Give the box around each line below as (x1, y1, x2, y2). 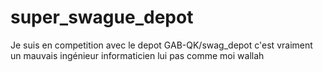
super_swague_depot (10, 6, 194, 29)
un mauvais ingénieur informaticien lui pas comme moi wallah (10, 49, 265, 61)
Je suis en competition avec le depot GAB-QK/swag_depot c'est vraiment (10, 39, 313, 51)
